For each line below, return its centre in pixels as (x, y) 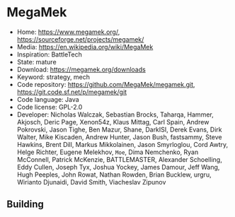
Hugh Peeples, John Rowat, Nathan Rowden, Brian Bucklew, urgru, (114, 175)
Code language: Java (48, 99)
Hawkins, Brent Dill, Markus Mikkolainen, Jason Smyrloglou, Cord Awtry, (122, 144)
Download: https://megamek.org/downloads (81, 69)
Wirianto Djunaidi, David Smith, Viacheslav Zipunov (91, 182)
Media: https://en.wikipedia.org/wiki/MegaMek (85, 47)
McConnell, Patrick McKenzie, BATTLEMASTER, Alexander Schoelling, (119, 159)
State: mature (37, 61)
